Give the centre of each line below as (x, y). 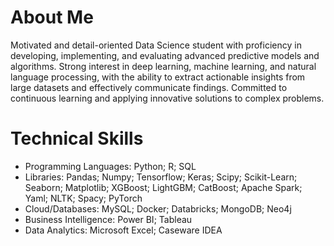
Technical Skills (77, 138)
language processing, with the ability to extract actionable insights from (158, 77)
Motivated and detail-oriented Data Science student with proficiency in (156, 45)
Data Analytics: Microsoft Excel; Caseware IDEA (123, 230)
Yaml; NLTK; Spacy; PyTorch (83, 198)
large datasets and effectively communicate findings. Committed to (149, 87)
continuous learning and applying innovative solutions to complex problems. (167, 98)
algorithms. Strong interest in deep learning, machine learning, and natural (163, 66)
